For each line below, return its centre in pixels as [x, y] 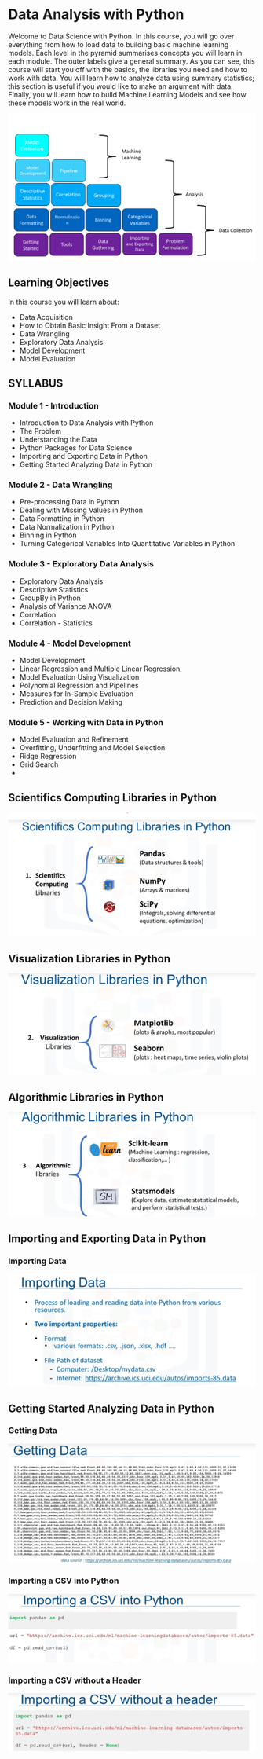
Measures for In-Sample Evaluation [77, 694]
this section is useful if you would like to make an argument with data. [121, 86]
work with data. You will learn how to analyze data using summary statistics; [131, 78]
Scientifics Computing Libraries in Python [113, 798]
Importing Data [37, 1261]
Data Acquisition [46, 317]
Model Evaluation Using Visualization [79, 677]
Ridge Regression [48, 757]
